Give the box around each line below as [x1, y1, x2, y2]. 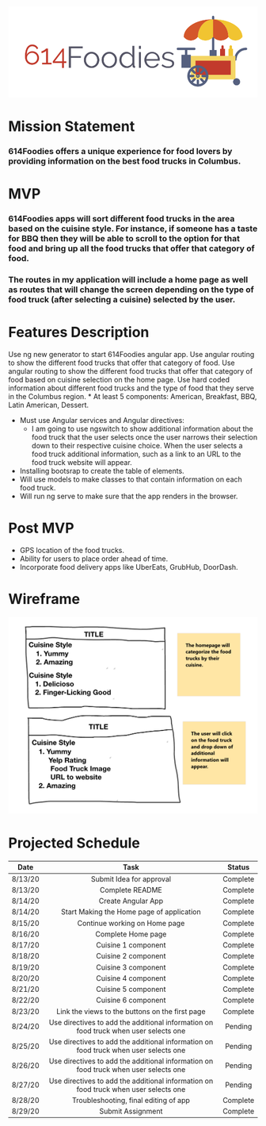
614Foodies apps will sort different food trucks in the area [8, 213, 235, 224]
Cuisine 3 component [96, 963, 166, 972]
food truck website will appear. [31, 457, 132, 467]
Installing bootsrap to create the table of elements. [19, 466, 184, 475]
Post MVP [8, 519, 74, 537]
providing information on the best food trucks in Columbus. [8, 156, 241, 167]
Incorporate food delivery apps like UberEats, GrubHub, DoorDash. [19, 562, 239, 571]
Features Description [8, 324, 150, 341]
